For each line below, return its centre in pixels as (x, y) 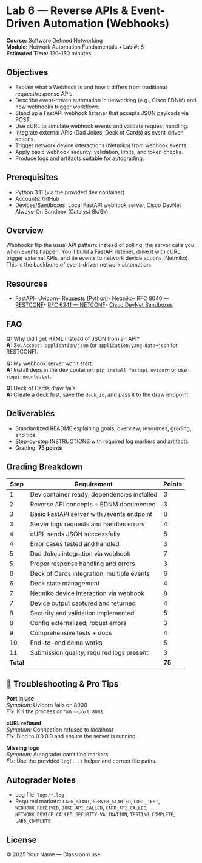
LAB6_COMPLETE (33, 821)
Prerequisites (32, 177)
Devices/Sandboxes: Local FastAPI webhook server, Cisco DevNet (98, 205)
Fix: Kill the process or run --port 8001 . (56, 711)
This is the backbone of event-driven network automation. (79, 265)
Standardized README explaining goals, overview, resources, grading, (103, 428)
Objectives (27, 73)
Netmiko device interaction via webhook (87, 593)
